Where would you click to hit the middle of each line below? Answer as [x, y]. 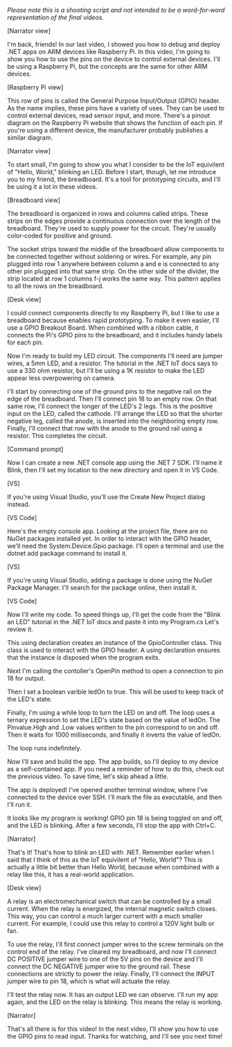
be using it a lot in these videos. [53, 186]
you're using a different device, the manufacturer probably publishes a [108, 130]
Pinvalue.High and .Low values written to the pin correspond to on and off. [113, 727]
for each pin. [25, 342]
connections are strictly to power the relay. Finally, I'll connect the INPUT [111, 974]
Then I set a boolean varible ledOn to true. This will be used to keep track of [115, 692]
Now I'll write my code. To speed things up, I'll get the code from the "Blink [114, 614]
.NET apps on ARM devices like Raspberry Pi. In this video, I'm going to [109, 52]
